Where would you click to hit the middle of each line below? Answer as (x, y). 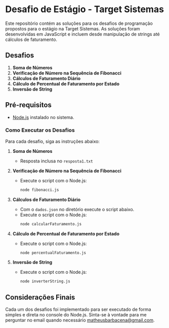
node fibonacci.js (39, 190)
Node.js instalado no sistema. (43, 117)
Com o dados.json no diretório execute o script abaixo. (77, 209)
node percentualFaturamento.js (53, 253)
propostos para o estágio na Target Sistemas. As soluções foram (73, 28)
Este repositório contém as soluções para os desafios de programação (79, 23)
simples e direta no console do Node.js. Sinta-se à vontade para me (76, 315)
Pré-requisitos (29, 105)
